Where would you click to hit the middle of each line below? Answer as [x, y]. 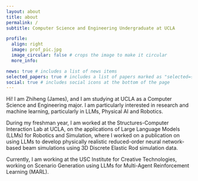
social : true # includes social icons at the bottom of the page [88, 82]
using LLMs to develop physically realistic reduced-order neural [83, 141]
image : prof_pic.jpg [37, 50]
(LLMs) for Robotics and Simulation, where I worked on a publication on [93, 136]
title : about [22, 17]
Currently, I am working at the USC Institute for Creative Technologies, [91, 159]
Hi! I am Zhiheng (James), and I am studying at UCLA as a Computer [89, 99]
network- [173, 141]
